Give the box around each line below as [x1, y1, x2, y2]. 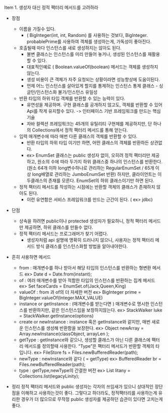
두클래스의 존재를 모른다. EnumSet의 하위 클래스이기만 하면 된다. [26, 177, 154, 183]
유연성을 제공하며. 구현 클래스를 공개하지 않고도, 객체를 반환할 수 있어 [26, 102, 163, 108]
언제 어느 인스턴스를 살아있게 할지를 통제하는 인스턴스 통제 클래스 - [26, 83, 158, 88]
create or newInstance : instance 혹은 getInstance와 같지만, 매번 [19, 319, 151, 325]
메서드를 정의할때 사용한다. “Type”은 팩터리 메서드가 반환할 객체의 [24, 343, 154, 349]
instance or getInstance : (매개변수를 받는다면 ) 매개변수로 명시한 [19, 301, 149, 307]
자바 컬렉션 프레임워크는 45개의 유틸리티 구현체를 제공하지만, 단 [26, 121, 152, 126]
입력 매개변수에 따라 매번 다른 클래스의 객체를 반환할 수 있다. [19, 133, 138, 139]
